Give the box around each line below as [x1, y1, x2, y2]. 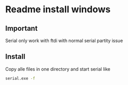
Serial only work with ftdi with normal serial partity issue [5, 37, 123, 44]
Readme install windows [5, 4, 111, 15]
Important [5, 24, 38, 33]
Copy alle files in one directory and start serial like [5, 66, 111, 72]
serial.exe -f [5, 76, 36, 81]
